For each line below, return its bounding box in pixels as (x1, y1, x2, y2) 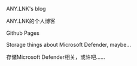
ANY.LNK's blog (6, 5, 46, 12)
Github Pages (6, 29, 40, 37)
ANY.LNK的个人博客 (6, 17, 56, 25)
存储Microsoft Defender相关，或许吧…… (6, 53, 106, 61)
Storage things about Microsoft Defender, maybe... (6, 41, 132, 48)
